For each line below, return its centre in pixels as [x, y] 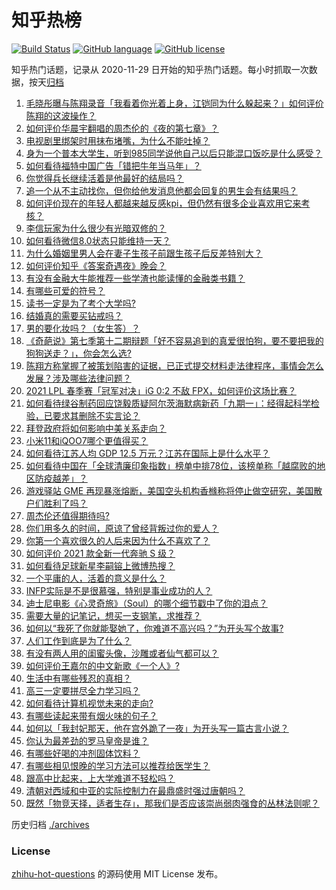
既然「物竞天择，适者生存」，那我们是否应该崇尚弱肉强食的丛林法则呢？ [172, 803]
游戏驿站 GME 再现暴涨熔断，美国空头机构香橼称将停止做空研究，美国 [169, 490]
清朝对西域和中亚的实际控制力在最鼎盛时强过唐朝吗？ [135, 790]
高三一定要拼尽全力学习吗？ [83, 690]
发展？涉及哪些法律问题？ [78, 378]
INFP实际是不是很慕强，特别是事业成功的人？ [119, 590]
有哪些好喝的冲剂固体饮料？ [83, 753]
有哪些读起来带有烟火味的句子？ [91, 715]
